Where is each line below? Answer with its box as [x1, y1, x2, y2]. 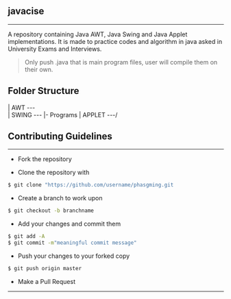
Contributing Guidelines [8, 130, 112, 143]
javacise [8, 5, 45, 17]
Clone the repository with [17, 168, 90, 177]
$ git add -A [8, 233, 45, 240]
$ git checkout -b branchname [8, 207, 95, 215]
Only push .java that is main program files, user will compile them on [24, 58, 218, 66]
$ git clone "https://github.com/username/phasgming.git [8, 182, 174, 189]
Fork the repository [17, 155, 73, 163]
